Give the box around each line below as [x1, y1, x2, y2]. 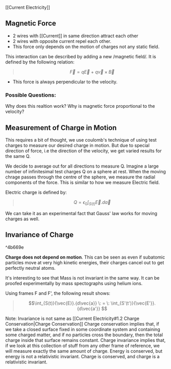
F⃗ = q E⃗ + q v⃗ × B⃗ [69, 68, 115, 75]
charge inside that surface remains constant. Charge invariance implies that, [5, 337, 166, 343]
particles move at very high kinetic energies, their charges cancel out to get [5, 259, 164, 265]
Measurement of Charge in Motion [5, 123, 117, 132]
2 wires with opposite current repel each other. [12, 38, 111, 44]
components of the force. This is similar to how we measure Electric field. [5, 179, 160, 186]
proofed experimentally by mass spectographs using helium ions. [5, 280, 143, 286]
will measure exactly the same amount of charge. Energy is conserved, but [5, 348, 162, 354]
